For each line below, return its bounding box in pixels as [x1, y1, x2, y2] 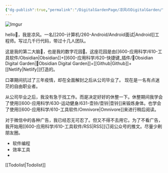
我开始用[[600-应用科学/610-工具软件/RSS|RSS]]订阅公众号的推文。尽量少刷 [5, 123, 162, 129]
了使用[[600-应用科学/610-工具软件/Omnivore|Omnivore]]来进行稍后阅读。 [5, 106, 159, 112]
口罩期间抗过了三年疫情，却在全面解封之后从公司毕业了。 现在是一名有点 [5, 77, 155, 83]
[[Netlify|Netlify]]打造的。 [5, 66, 58, 72]
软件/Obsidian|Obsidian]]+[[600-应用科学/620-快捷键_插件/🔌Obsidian [9, 55, 153, 61]
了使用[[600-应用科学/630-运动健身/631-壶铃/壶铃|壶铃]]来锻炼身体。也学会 [5, 100, 161, 106]
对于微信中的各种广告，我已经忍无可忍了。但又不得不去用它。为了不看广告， [5, 117, 163, 123]
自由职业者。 [13, 83, 40, 89]
